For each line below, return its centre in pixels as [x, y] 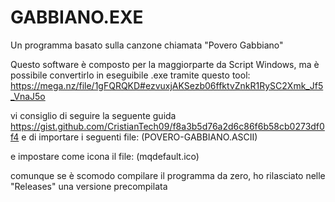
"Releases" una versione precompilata [89, 186]
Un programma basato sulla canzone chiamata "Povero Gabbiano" [147, 45]
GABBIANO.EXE [77, 17]
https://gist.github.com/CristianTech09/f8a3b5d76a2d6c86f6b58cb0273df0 [167, 126]
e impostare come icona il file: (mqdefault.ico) [105, 156]
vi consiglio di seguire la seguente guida [93, 115]
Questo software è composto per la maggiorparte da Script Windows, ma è [165, 64]
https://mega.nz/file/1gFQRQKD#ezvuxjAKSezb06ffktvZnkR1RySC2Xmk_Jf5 [167, 85]
